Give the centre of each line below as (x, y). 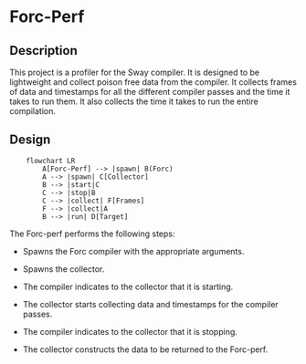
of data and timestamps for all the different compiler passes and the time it (150, 92)
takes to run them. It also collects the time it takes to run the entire (134, 101)
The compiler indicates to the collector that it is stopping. (130, 331)
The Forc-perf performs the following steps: (92, 234)
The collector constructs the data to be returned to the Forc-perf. (145, 349)
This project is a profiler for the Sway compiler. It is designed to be (135, 72)
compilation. (33, 111)
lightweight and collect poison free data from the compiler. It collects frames (153, 82)
